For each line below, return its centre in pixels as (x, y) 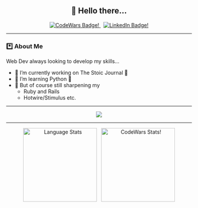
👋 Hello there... (99, 11)
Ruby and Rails (42, 91)
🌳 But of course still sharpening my (57, 85)
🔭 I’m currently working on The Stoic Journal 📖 (71, 73)
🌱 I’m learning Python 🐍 (43, 79)
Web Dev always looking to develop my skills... (63, 61)
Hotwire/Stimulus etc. (50, 98)
